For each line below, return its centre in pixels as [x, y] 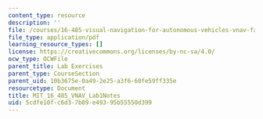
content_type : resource [47, 15]
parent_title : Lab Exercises [56, 67]
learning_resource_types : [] [56, 45]
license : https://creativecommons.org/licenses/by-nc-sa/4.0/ [112, 52]
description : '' [34, 23]
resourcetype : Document [47, 88]
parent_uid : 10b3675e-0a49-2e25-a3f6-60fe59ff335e [92, 81]
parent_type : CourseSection [54, 74]
